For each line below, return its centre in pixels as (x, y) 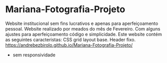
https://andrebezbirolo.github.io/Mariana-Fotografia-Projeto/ (69, 45)
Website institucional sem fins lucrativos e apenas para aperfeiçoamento (82, 23)
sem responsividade (34, 55)
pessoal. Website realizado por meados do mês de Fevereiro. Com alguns (83, 28)
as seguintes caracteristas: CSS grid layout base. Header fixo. (70, 40)
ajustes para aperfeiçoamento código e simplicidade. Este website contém (84, 34)
